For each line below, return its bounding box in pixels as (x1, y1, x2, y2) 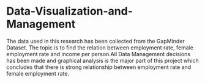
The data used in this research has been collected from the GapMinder (6, 37, 185, 45)
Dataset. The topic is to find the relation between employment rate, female (6, 44, 194, 51)
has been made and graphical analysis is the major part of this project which (6, 57, 199, 64)
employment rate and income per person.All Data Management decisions (6, 50, 191, 57)
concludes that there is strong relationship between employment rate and (6, 63, 192, 71)
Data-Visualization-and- (6, 4, 133, 18)
